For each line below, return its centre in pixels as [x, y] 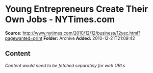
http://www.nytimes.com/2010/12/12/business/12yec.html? [82, 33]
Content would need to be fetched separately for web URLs [65, 65]
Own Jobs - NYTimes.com [60, 19]
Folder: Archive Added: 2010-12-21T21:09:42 [89, 38]
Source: [13, 33]
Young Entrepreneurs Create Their [76, 9]
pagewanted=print [24, 38]
